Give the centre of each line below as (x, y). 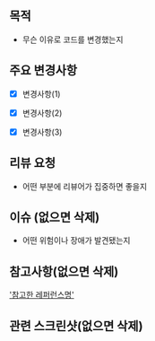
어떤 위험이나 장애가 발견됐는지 (76, 240)
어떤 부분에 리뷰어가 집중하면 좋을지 (85, 186)
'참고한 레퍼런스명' (42, 295)
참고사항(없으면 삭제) (64, 271)
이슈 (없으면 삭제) (55, 218)
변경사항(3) (42, 132)
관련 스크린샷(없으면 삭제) (76, 326)
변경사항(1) (41, 93)
